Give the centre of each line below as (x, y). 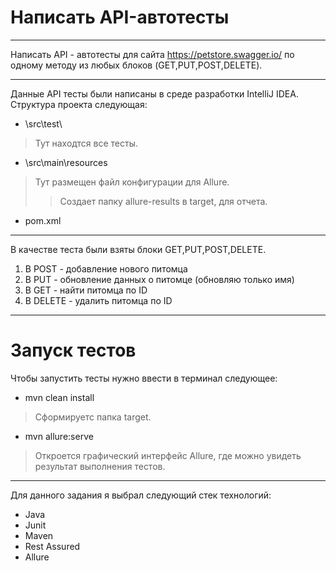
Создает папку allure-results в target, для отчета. (163, 201)
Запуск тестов (73, 350)
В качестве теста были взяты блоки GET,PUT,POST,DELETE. (138, 249)
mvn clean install (59, 397)
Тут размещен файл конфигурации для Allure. (132, 182)
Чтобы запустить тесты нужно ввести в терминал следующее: (144, 378)
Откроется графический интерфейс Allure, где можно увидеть (168, 455)
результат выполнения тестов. (100, 466)
